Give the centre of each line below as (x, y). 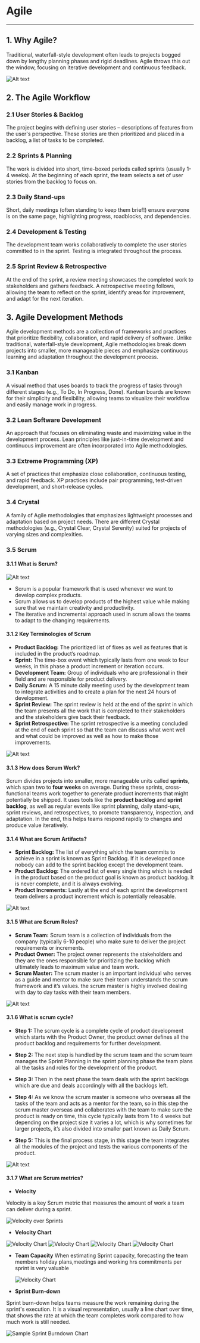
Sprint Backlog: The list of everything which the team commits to (95, 852)
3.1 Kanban (22, 372)
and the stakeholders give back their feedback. (73, 717)
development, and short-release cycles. (55, 487)
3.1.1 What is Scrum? (32, 564)
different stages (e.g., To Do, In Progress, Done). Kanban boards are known (99, 391)
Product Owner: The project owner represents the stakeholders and (99, 954)
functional (18, 794)
